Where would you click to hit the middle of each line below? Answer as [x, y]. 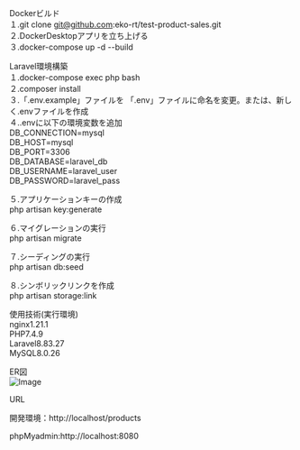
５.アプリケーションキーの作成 [66, 199]
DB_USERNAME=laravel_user [64, 171]
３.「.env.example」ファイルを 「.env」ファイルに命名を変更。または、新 [147, 100]
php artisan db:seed [46, 267]
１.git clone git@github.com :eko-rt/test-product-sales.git [115, 24]
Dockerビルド [35, 13]
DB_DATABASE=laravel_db [59, 161]
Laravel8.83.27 [37, 344]
